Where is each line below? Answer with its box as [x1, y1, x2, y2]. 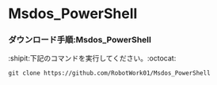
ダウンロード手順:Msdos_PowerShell [8, 35, 152, 46]
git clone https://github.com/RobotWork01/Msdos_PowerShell [8, 69, 211, 77]
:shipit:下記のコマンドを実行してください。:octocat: [8, 54, 177, 63]
